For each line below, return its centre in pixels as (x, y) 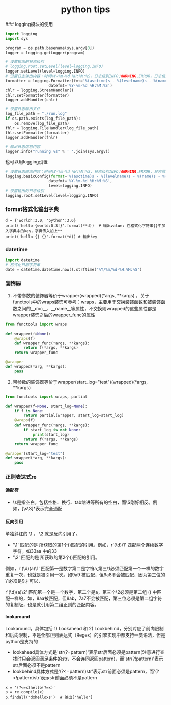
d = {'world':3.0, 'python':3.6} (41, 220)
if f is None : (29, 411)
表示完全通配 (49, 509)
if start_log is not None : (52, 430)
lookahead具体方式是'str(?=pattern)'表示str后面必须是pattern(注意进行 (86, 652)
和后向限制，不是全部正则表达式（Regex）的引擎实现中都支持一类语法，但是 (85, 635)
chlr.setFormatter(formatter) (37, 95)
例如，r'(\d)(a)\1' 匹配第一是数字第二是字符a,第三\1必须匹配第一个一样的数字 (84, 568)
